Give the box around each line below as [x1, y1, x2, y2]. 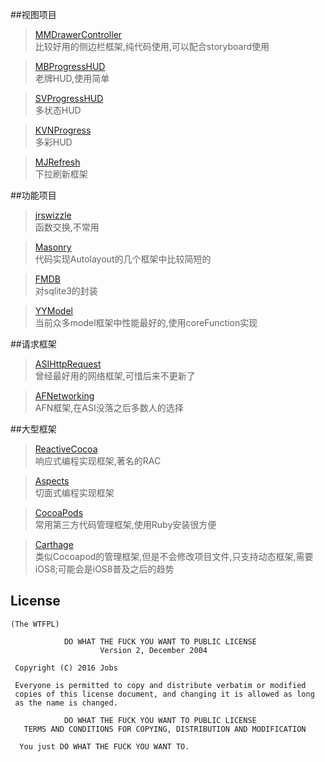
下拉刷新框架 [34, 168, 88, 180]
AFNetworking [34, 390, 95, 402]
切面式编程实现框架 [34, 487, 115, 498]
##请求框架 [10, 338, 57, 350]
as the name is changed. [14, 698, 118, 708]
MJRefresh [34, 156, 81, 168]
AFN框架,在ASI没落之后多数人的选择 [34, 402, 184, 413]
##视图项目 [10, 9, 57, 20]
